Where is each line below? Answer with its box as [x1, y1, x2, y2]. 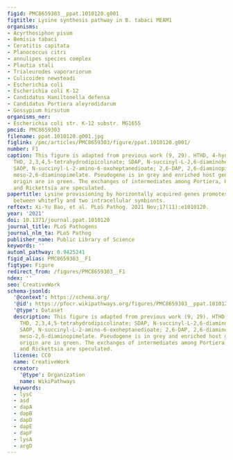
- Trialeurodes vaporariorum [7, 68, 92, 75]
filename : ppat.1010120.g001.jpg [7, 133, 104, 139]
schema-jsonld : [7, 287, 51, 295]
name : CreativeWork [13, 359, 70, 366]
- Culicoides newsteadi [7, 74, 76, 82]
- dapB [13, 410, 33, 417]
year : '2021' [7, 210, 45, 217]
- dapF [13, 429, 33, 436]
